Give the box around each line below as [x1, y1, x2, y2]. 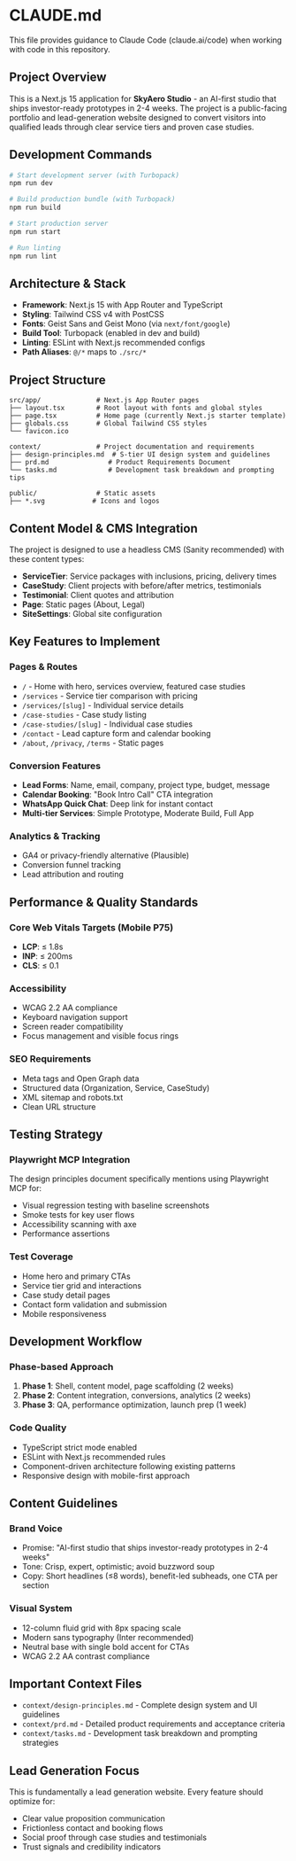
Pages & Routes [9, 661, 78, 674]
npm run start [9, 227, 62, 236]
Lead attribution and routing [21, 869, 124, 880]
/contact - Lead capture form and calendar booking [21, 728, 211, 738]
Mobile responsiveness [21, 1308, 107, 1319]
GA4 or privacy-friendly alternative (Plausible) [21, 850, 190, 860]
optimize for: [9, 1796, 56, 1807]
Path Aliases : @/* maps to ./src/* [21, 347, 148, 357]
